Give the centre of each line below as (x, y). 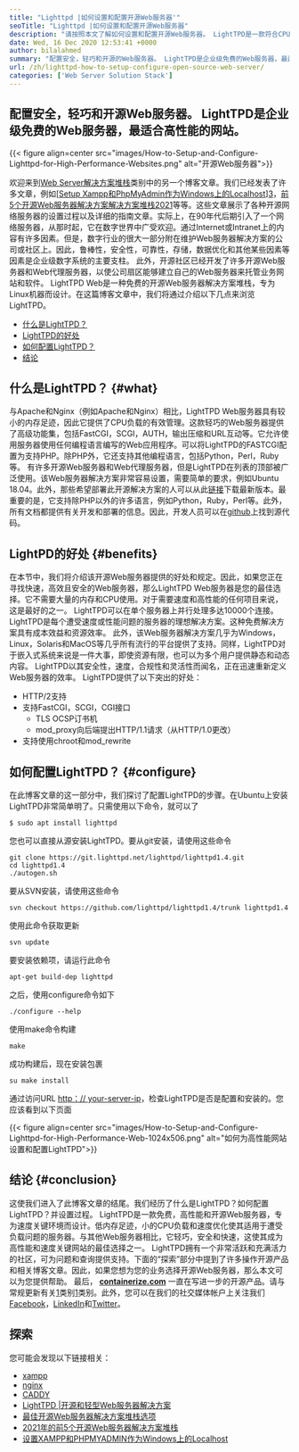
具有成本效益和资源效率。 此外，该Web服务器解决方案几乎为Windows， (148, 633)
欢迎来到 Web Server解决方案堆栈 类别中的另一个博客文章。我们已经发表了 (144, 182)
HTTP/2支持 (44, 696)
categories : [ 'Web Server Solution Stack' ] (91, 76)
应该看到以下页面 (40, 1109)
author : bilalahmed (45, 51)
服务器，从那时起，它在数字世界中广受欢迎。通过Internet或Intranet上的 (146, 227)
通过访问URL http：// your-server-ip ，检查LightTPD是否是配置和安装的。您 (147, 1098)
